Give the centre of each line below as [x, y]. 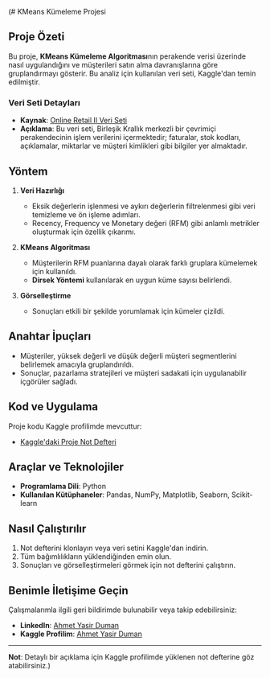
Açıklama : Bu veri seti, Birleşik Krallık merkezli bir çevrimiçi [118, 129]
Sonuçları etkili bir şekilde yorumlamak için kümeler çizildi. [128, 311]
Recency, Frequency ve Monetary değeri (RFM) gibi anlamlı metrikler [145, 223]
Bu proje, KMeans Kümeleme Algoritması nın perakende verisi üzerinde [127, 56]
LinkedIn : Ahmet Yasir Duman [69, 625]
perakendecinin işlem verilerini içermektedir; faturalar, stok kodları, [130, 138]
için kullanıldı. [55, 271]
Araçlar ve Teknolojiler [66, 467]
